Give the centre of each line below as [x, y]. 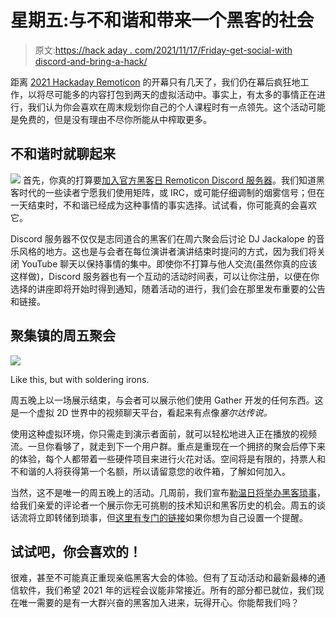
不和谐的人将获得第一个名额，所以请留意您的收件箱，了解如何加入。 [150, 471]
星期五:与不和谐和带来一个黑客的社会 [162, 20]
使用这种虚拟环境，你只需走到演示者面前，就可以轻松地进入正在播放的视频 [163, 433]
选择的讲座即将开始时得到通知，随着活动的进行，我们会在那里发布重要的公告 [168, 288]
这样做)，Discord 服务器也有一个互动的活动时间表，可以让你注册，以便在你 [165, 276]
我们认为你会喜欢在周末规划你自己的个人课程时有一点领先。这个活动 [167, 107]
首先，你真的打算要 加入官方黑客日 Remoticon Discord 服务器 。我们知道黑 [173, 180]
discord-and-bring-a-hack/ [91, 61]
